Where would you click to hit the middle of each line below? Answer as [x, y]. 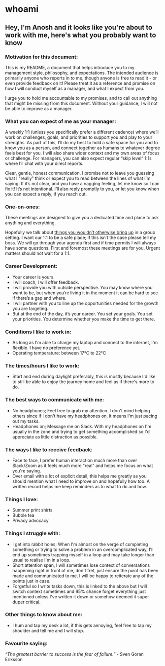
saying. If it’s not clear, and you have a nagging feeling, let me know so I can [82, 184]
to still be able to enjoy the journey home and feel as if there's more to [83, 382]
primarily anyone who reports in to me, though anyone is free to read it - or [81, 78]
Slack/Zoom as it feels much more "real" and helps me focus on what [82, 466]
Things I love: [22, 499]
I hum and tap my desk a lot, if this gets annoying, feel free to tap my [82, 625]
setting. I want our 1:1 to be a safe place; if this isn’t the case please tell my [81, 237]
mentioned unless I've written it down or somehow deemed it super [81, 596]
